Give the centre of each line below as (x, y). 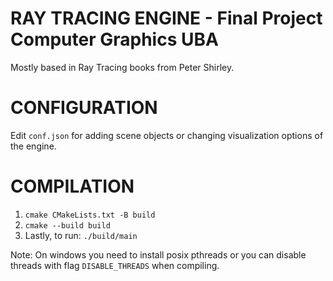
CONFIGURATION (84, 108)
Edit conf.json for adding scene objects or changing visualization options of (167, 135)
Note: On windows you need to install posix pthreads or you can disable (158, 254)
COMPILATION (72, 186)
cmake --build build (67, 225)
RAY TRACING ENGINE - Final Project (166, 18)
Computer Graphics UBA (114, 39)
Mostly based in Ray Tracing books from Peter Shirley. (122, 67)
